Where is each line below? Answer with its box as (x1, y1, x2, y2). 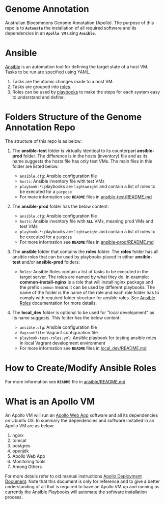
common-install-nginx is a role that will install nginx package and (19, 279, 153, 285)
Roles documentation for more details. (19, 300, 97, 306)
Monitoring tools (12, 458, 46, 464)
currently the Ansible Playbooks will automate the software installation (5, 489, 147, 495)
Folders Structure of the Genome (5, 112, 142, 123)
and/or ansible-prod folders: (22, 259, 80, 265)
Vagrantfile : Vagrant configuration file (19, 329, 98, 335)
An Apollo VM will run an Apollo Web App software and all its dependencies (5, 412, 158, 418)
